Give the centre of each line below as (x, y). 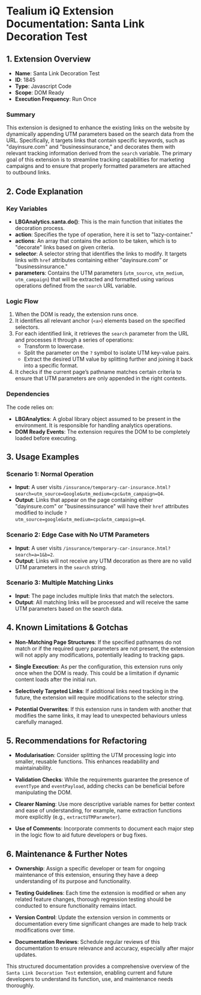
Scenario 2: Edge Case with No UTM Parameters (78, 535)
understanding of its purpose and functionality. (73, 881)
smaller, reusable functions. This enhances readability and (87, 762)
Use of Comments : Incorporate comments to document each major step (104, 829)
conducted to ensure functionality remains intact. (76, 906)
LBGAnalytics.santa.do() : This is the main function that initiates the (99, 222)
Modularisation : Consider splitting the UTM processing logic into (95, 755)
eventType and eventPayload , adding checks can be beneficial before (100, 786)
